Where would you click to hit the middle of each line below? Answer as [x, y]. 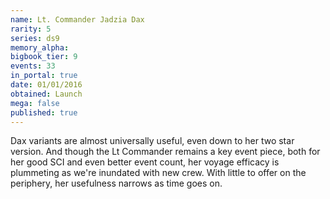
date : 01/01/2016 [46, 85]
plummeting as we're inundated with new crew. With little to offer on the [158, 173]
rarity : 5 [31, 29]
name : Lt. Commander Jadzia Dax [77, 19]
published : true [44, 112]
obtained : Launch [46, 94]
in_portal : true [44, 76]
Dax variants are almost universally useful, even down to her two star [152, 141]
